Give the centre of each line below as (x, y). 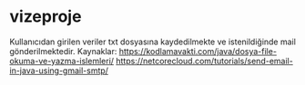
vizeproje (46, 17)
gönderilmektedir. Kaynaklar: (63, 51)
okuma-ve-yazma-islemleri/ (62, 61)
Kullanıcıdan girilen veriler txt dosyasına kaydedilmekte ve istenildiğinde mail (152, 42)
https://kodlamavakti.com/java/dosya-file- (198, 51)
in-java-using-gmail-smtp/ (59, 71)
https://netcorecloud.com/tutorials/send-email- (204, 61)
